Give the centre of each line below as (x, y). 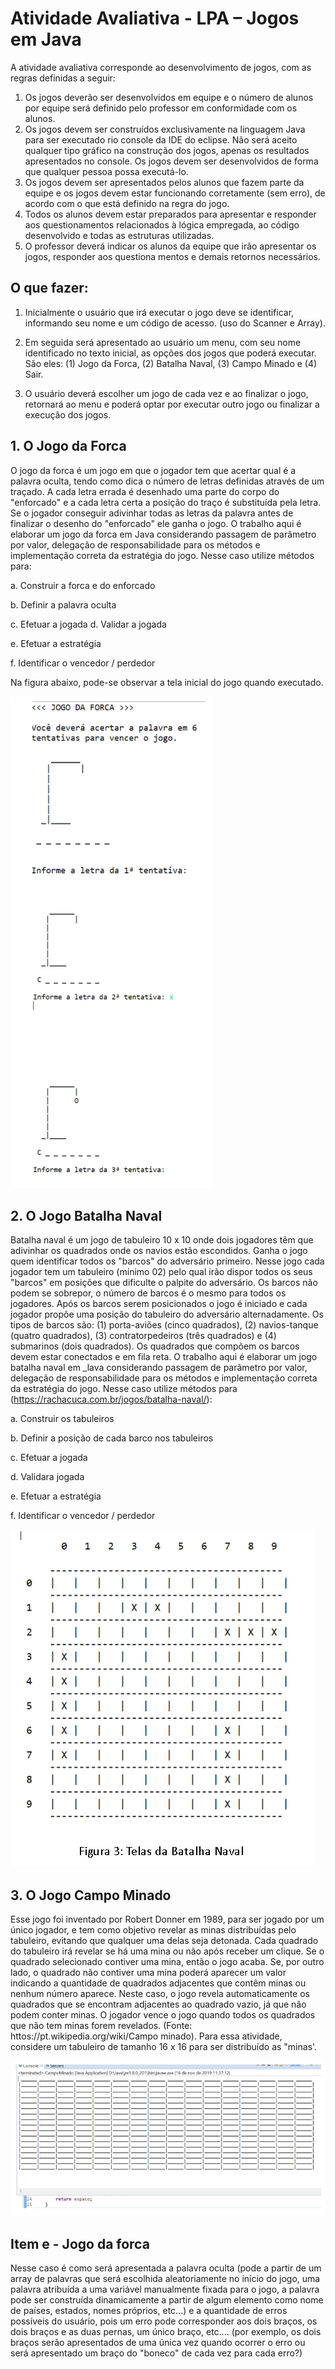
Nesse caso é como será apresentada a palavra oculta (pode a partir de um (166, 2268)
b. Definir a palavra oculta (63, 604)
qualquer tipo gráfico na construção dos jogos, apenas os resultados (167, 150)
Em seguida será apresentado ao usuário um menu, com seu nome (163, 342)
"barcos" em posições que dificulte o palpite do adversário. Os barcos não (164, 1283)
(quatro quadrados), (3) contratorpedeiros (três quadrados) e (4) (143, 1336)
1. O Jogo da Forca (68, 446)
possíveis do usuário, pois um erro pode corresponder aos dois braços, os (164, 2321)
